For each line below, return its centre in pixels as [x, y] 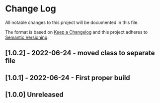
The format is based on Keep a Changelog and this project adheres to [77, 32]
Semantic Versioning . [27, 37]
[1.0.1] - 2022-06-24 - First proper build [68, 78]
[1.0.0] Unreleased [34, 95]
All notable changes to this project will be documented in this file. [72, 22]
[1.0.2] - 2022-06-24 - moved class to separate [80, 53]
